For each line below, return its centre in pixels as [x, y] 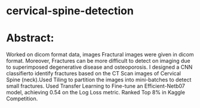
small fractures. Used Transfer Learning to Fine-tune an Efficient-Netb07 [96, 86]
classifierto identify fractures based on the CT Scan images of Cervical [93, 74]
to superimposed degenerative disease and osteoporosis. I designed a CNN [99, 67]
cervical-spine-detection [70, 11]
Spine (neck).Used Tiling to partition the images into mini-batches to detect [99, 80]
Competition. [22, 99]
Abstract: [30, 38]
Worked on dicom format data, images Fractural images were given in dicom [100, 55]
